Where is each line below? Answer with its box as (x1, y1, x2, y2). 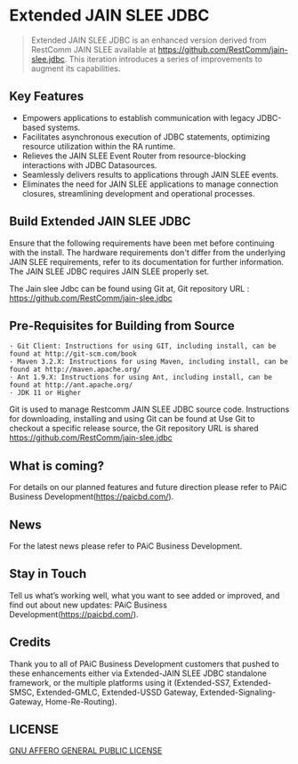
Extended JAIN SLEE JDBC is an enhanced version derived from (30, 35, 267, 45)
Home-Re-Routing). (44, 696, 117, 707)
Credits (9, 635, 52, 650)
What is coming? (9, 458, 105, 473)
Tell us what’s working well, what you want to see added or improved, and (9, 590, 280, 600)
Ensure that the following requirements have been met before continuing (9, 237, 275, 248)
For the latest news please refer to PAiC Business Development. (9, 541, 243, 551)
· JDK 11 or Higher (9, 389, 82, 398)
